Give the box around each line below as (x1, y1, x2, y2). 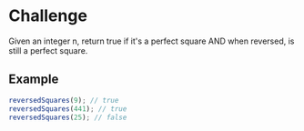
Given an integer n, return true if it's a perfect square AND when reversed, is (8, 35, 295, 46)
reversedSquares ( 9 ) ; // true (8, 96, 119, 105)
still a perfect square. (8, 45, 88, 55)
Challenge (8, 5, 88, 26)
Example (8, 72, 59, 87)
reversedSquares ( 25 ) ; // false (8, 113, 127, 122)
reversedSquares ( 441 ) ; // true (8, 104, 127, 114)
